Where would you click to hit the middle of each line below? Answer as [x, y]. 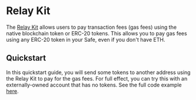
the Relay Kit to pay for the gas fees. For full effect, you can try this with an [97, 78]
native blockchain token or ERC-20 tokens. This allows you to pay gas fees [97, 33]
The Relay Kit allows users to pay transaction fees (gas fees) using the [92, 27]
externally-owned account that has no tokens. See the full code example [94, 85]
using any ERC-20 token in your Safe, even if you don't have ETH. [86, 39]
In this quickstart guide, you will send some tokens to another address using [98, 72]
